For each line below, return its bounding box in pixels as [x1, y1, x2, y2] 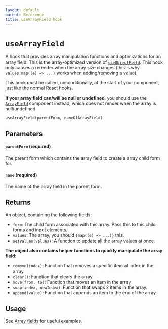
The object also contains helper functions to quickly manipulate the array [5, 247, 163, 253]
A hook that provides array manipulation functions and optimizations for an [5, 54, 161, 60]
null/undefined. [5, 106, 37, 112]
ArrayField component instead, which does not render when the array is [5, 100, 156, 107]
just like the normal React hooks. [5, 85, 73, 92]
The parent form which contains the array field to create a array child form [5, 155, 160, 161]
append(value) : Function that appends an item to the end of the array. [12, 289, 157, 295]
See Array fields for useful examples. [5, 318, 82, 324]
